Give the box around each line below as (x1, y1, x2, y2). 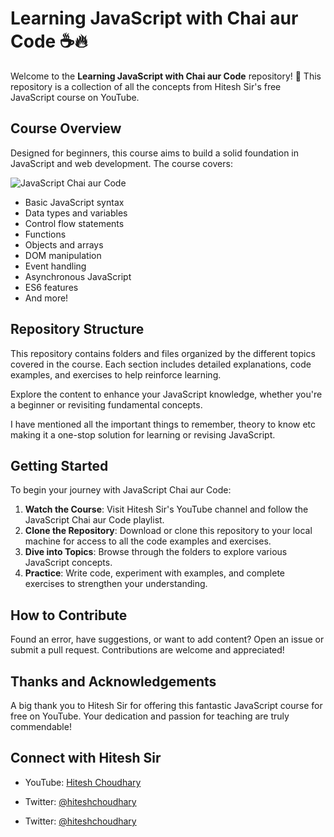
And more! (24, 292, 69, 304)
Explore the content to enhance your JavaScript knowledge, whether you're (10, 388, 323, 400)
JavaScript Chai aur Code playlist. (24, 514, 165, 526)
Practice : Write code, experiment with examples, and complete (24, 567, 285, 579)
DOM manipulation (24, 249, 102, 261)
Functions (24, 228, 67, 240)
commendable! (10, 721, 72, 732)
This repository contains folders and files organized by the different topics (10, 347, 316, 359)
